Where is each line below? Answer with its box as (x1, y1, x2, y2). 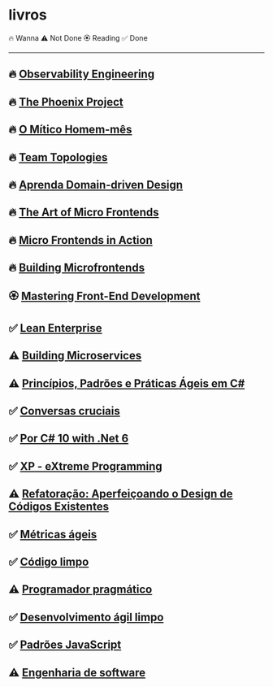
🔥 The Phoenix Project (8, 95, 123, 109)
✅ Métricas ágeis (8, 527, 97, 541)
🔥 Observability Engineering (8, 67, 155, 81)
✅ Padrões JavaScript (8, 638, 122, 652)
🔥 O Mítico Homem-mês (8, 123, 132, 137)
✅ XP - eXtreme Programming (8, 459, 162, 473)
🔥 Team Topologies (8, 150, 108, 164)
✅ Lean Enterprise (8, 321, 102, 335)
